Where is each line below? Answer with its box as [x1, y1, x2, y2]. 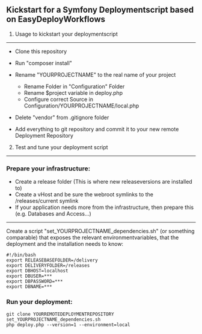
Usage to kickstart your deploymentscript [14, 30, 118, 37]
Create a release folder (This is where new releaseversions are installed [14, 178, 192, 185]
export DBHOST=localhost [6, 268, 69, 274]
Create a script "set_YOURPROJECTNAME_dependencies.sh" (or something [6, 228, 195, 235]
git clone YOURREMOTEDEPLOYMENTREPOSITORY [6, 311, 114, 318]
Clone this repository [14, 48, 67, 55]
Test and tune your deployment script [14, 143, 108, 150]
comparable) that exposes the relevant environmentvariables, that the [6, 234, 179, 241]
